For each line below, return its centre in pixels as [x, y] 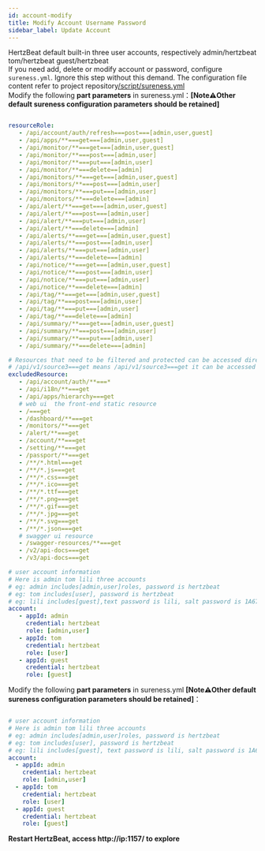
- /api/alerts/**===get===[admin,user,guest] [95, 236]
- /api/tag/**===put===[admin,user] [79, 309]
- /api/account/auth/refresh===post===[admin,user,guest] [116, 133]
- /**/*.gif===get [49, 506]
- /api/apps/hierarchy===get [66, 396]
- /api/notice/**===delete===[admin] [81, 287]
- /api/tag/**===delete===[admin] [75, 316]
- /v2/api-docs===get [54, 551]
